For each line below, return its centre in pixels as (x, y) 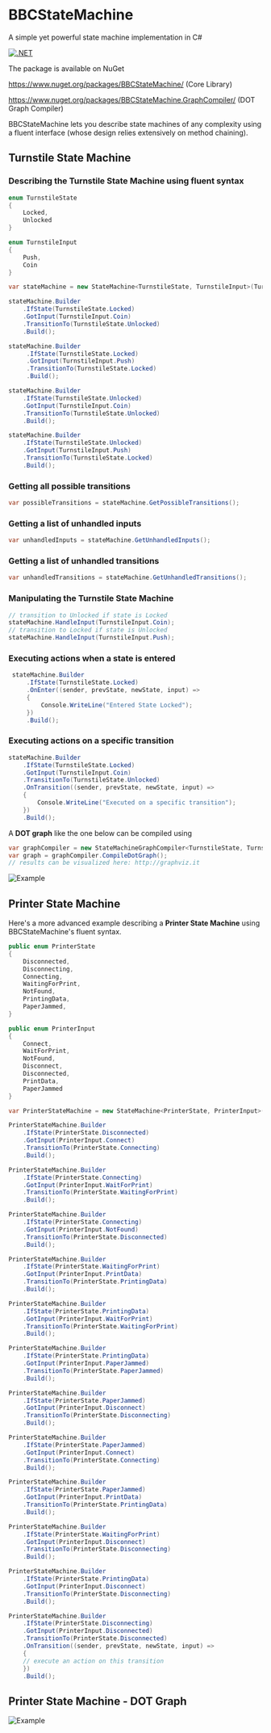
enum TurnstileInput (43, 242)
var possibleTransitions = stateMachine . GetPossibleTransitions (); (124, 503)
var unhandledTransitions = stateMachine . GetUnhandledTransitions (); (128, 578)
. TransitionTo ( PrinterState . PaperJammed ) (93, 1370)
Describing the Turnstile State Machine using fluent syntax (126, 181)
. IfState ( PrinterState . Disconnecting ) (88, 1624)
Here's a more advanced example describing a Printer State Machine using (134, 923)
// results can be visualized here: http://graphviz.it (104, 863)
